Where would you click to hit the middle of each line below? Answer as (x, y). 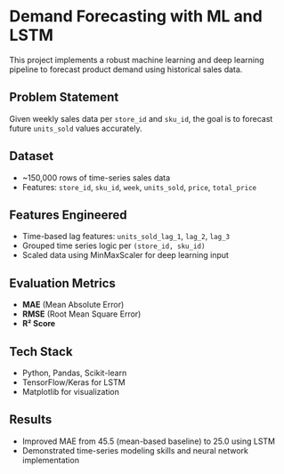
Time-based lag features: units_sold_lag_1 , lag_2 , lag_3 (126, 237)
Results (31, 420)
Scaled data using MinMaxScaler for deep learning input (126, 255)
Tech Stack (41, 352)
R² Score (39, 324)
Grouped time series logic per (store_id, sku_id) (114, 245)
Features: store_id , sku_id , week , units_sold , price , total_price (139, 187)
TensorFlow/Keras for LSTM (74, 382)
